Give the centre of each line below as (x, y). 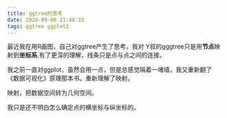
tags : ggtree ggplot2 (38, 26)
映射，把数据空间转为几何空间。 (52, 93)
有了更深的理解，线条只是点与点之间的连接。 (102, 55)
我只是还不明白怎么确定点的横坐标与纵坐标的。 (73, 108)
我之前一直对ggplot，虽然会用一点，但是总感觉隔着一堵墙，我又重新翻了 (110, 70)
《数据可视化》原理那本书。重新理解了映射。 (71, 78)
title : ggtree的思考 (35, 13)
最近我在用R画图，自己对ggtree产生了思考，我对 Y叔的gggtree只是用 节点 (111, 47)
